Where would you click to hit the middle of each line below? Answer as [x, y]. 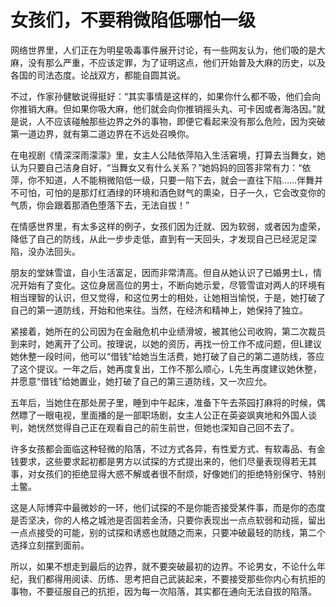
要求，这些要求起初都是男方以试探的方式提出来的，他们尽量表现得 [154, 461]
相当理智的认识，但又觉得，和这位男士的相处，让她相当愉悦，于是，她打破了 [168, 297]
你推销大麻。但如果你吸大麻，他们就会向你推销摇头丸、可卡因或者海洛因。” [163, 108]
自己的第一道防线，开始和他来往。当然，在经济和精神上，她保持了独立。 [159, 310]
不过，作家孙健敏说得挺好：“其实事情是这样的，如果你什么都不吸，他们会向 [166, 96]
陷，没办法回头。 [45, 251]
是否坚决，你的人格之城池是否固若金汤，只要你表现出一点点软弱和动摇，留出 [168, 520]
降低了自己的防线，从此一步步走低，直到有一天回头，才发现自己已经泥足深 [163, 238]
